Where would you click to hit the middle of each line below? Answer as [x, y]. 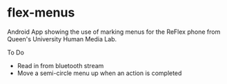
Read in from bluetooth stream [60, 65]
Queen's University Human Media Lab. [62, 39]
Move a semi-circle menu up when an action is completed [99, 73]
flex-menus [41, 13]
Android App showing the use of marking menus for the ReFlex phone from [114, 32]
